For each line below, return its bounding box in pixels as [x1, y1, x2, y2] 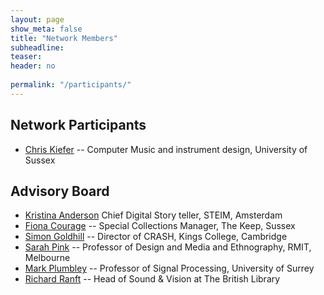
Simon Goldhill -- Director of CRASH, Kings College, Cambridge [24, 231, 288, 243]
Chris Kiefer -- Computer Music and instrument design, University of [24, 143, 308, 155]
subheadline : [10, 42, 65, 53]
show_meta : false [10, 24, 83, 34]
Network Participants [10, 117, 147, 134]
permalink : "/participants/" [10, 80, 132, 90]
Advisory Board [10, 182, 110, 200]
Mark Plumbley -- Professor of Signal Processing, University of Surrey [24, 262, 315, 275]
